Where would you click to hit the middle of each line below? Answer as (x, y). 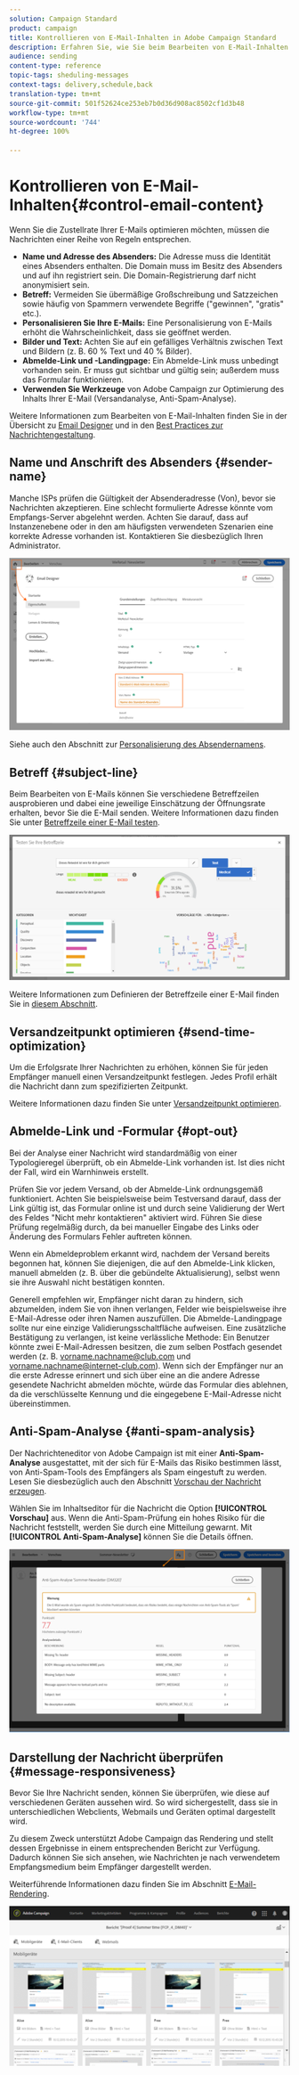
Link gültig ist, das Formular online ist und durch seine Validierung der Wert (147, 1208)
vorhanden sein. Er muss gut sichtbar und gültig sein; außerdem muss (151, 370)
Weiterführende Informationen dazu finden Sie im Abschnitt (118, 1884)
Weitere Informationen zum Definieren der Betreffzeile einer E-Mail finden (145, 994)
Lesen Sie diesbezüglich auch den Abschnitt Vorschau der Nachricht (135, 1481)
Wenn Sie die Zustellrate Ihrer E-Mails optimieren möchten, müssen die (139, 229)
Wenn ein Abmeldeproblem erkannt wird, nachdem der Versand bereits (140, 1254)
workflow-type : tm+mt (49, 113)
